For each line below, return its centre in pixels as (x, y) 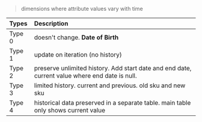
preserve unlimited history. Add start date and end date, (113, 68)
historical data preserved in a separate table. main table (112, 103)
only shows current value (70, 110)
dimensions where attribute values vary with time (82, 9)
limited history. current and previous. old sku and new (110, 85)
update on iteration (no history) (78, 55)
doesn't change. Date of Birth (76, 37)
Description (51, 23)
